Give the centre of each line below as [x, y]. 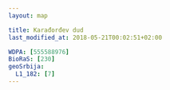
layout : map [28, 16]
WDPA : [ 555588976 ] [39, 52]
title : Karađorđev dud [46, 30]
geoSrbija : [26, 67]
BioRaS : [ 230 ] [32, 59]
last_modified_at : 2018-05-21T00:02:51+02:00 [85, 37]
